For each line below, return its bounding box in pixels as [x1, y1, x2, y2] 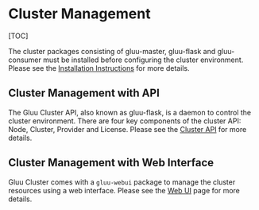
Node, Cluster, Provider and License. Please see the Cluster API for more [8, 124, 247, 134]
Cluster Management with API [8, 87, 160, 100]
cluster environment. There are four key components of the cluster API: [8, 116, 242, 126]
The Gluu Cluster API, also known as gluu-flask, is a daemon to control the [8, 107, 252, 117]
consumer [8, 55, 42, 64]
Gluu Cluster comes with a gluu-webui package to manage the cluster [8, 177, 236, 187]
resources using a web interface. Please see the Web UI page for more [8, 185, 240, 195]
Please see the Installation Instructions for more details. [8, 63, 190, 72]
